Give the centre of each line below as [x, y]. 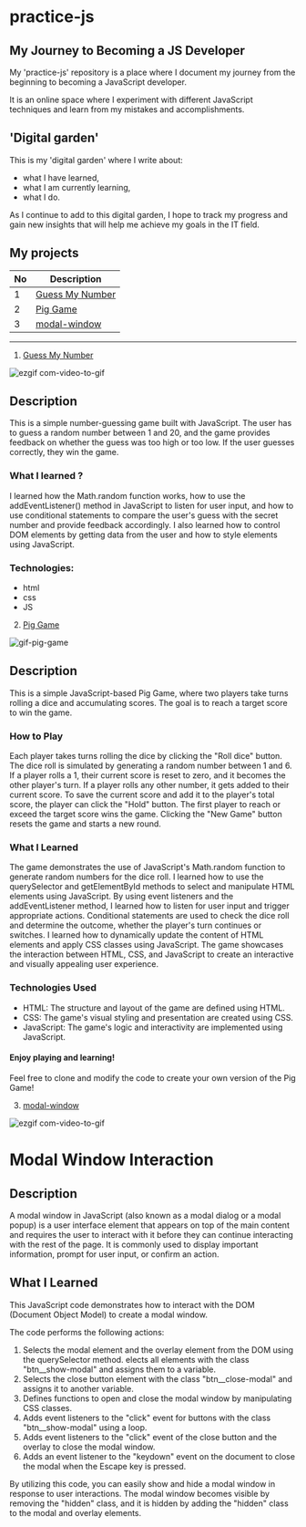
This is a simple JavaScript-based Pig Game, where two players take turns [149, 693]
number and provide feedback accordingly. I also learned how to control [145, 525]
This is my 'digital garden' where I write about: [97, 160]
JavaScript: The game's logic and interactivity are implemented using [153, 1027]
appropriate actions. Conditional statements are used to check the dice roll [149, 916]
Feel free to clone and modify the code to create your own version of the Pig [153, 1077]
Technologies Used [53, 988]
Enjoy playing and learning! [62, 1058]
